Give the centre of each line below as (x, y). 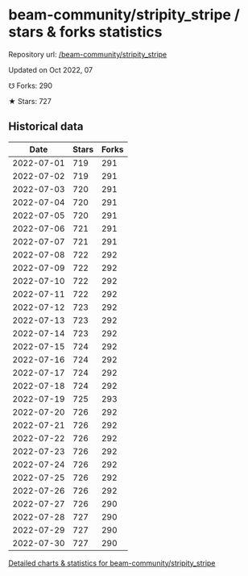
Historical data (46, 127)
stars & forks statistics (85, 32)
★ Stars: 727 (30, 101)
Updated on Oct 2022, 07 (51, 69)
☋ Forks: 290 (31, 86)
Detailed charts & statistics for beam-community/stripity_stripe (112, 563)
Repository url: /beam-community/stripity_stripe (88, 54)
